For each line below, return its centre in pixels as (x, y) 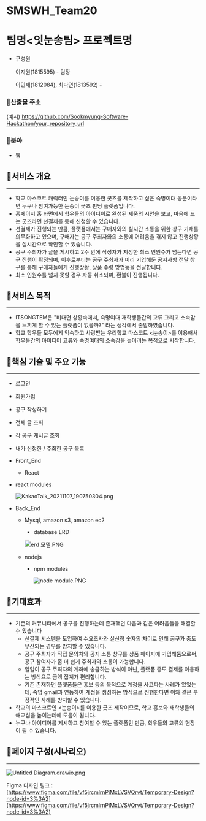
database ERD (51, 532)
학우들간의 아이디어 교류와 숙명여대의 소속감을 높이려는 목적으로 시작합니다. (105, 340)
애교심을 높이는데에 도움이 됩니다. (55, 715)
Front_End (28, 461)
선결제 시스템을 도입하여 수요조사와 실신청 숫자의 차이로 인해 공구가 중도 (110, 638)
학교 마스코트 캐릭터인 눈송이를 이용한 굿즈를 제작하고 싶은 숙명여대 (95, 198)
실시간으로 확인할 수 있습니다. (57, 244)
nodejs (33, 557)
